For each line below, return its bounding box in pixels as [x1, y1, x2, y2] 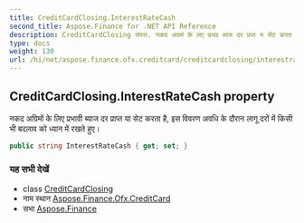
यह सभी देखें [9, 162, 50, 175]
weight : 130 [9, 47, 54, 56]
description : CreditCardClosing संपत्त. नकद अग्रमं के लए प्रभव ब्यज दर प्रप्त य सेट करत [9, 30, 292, 39]
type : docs [9, 38, 51, 48]
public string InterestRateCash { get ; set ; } [9, 141, 188, 150]
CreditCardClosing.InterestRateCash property [9, 89, 275, 104]
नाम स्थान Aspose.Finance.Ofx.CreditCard [22, 192, 171, 204]
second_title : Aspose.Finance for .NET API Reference [9, 22, 217, 31]
